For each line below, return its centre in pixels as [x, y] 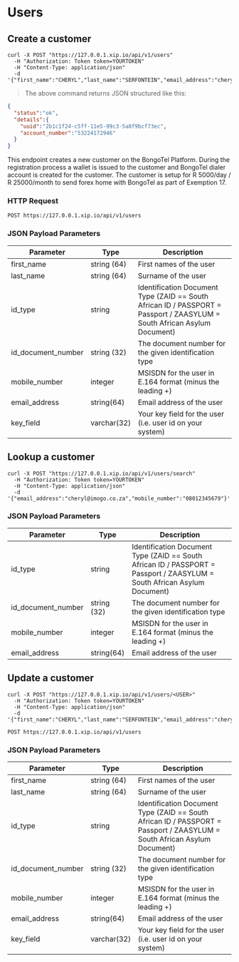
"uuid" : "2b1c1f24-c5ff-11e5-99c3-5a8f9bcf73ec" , [94, 126]
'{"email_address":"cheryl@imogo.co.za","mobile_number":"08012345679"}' [119, 498]
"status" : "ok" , [36, 113]
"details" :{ [32, 119]
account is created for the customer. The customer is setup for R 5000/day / [119, 175]
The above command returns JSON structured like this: [106, 93]
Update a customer [51, 678]
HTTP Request [33, 201]
